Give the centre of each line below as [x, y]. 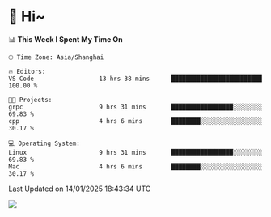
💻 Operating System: [44, 143]
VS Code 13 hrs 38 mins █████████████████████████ [135, 79]
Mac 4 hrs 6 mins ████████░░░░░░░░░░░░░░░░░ [135, 166]
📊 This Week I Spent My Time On [66, 39]
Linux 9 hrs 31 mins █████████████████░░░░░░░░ [135, 152]
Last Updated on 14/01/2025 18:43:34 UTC [80, 189]
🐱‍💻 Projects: [30, 100]
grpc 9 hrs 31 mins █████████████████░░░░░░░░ [135, 107]
